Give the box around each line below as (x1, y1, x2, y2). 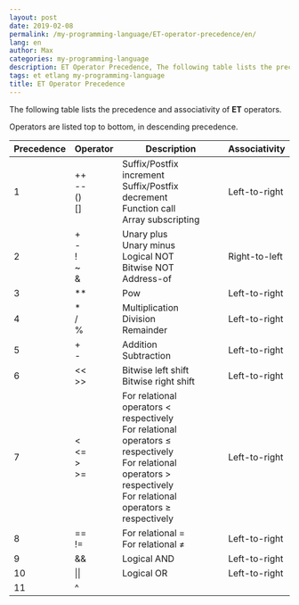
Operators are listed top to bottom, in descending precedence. (9, 121, 238, 132)
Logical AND (122, 552, 175, 565)
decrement (122, 191, 168, 203)
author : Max (9, 46, 53, 55)
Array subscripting (122, 213, 200, 226)
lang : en (9, 37, 42, 47)
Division (122, 312, 156, 325)
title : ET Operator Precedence (9, 79, 125, 88)
